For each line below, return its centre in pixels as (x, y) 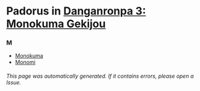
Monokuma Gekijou (56, 24)
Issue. (14, 83)
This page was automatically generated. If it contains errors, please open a (100, 76)
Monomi (25, 62)
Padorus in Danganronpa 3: (76, 11)
